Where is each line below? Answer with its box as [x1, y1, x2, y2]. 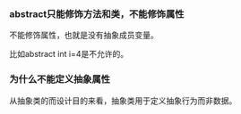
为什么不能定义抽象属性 [9, 73, 110, 85]
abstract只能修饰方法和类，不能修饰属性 [9, 7, 185, 20]
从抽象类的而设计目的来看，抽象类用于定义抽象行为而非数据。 [9, 95, 237, 106]
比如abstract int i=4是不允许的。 [9, 49, 128, 60]
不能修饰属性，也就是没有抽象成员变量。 [9, 29, 159, 41]
